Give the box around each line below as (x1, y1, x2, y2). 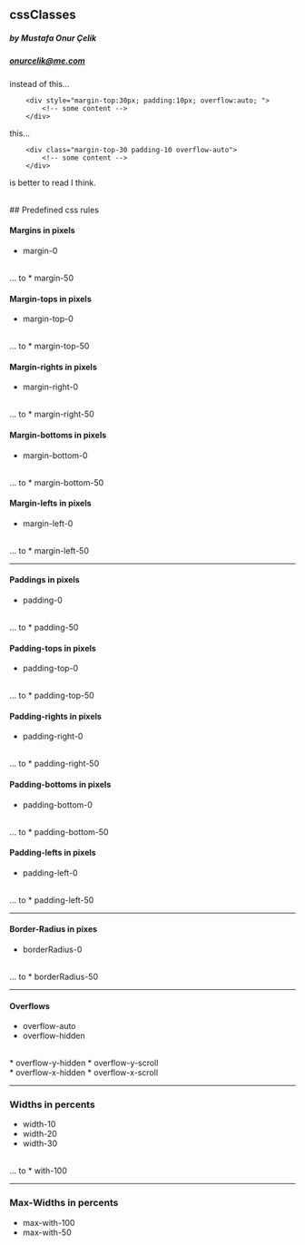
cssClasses (9, 7, 77, 23)
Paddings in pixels (9, 574, 80, 585)
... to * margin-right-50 (9, 408, 95, 420)
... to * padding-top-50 (9, 690, 95, 701)
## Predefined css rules (9, 204, 100, 215)
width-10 (22, 1119, 56, 1130)
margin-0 (22, 245, 58, 256)
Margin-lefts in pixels (9, 498, 93, 509)
